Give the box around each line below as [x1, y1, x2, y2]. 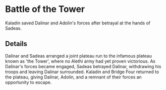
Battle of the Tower [5, 3, 85, 15]
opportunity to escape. [5, 79, 52, 85]
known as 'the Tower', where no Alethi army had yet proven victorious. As [5, 58, 156, 64]
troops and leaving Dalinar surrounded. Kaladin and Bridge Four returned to [5, 69, 160, 75]
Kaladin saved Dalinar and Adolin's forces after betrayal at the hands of [5, 20, 151, 26]
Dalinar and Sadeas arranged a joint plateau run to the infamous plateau [5, 53, 152, 59]
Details [5, 40, 27, 48]
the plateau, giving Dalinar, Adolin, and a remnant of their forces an [5, 74, 142, 80]
